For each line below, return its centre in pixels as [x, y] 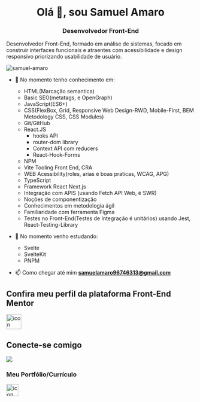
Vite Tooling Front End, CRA [58, 167]
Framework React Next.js [55, 187]
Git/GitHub [37, 123]
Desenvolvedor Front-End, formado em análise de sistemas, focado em [94, 44]
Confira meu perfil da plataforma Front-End [89, 293]
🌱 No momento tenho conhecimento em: [65, 80]
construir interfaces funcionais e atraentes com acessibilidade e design [94, 50]
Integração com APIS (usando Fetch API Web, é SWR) [90, 193]
